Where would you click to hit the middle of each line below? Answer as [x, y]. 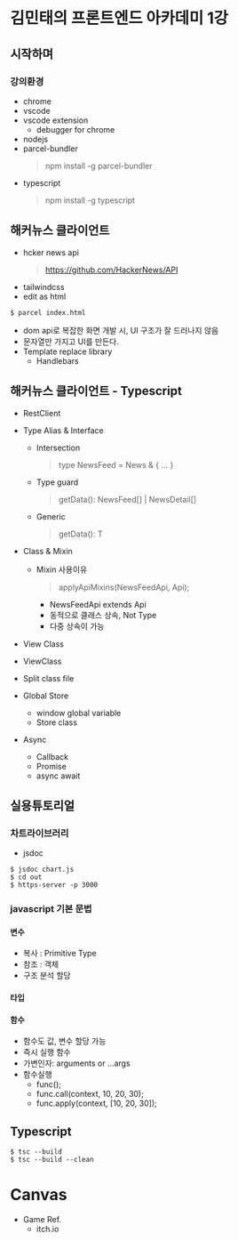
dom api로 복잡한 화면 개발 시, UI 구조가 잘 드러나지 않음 [121, 330]
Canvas [39, 1195]
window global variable [79, 713]
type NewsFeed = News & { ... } [116, 464]
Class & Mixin [48, 551]
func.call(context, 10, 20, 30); [90, 1094]
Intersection [58, 447]
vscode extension [56, 120]
